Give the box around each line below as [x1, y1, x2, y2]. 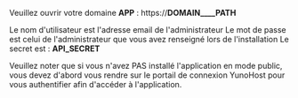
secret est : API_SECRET [9, 43, 101, 54]
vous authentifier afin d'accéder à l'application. [9, 79, 182, 89]
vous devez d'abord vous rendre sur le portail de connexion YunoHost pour [9, 70, 286, 80]
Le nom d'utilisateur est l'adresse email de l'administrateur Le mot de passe [9, 25, 286, 34]
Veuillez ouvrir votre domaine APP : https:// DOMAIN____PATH [9, 8, 237, 18]
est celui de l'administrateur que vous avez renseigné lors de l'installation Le [9, 34, 289, 44]
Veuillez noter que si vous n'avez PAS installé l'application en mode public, [9, 61, 283, 71]
